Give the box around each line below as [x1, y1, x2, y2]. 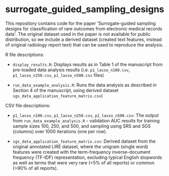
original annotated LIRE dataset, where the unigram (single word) [12, 143, 148, 150]
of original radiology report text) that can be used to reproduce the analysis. [5, 41, 163, 48]
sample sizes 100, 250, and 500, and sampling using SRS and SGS [12, 123, 151, 129]
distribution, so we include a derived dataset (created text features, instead [5, 36, 162, 42]
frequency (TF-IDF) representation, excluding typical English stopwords [12, 154, 162, 160]
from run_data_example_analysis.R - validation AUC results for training [12, 117, 160, 123]
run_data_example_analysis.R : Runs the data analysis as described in [12, 82, 157, 88]
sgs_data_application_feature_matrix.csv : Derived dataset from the [12, 138, 156, 144]
